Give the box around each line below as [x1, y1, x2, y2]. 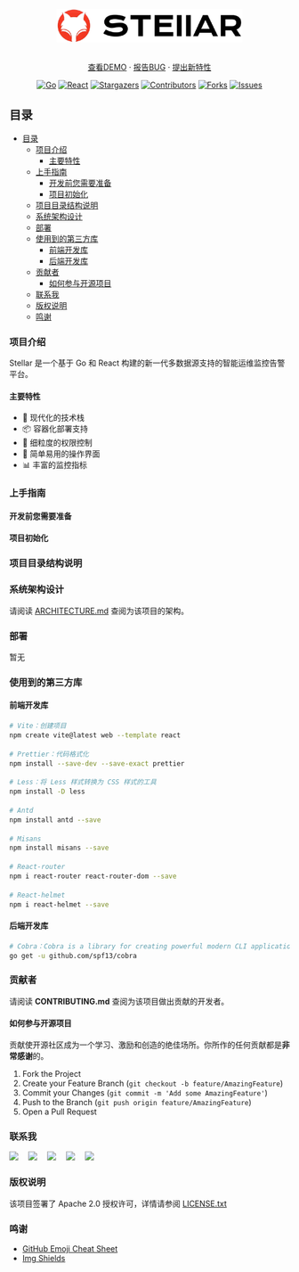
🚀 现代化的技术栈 [21, 413, 85, 423]
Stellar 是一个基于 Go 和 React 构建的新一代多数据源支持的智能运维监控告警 [9, 357, 286, 368]
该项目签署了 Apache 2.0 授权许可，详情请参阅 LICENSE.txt [9, 1198, 227, 1209]
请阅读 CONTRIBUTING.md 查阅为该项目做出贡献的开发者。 [9, 996, 230, 1006]
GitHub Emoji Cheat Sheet [21, 1243, 118, 1254]
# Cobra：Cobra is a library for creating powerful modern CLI [9, 941, 247, 951]
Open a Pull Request [21, 1106, 98, 1117]
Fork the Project [21, 1069, 82, 1079]
